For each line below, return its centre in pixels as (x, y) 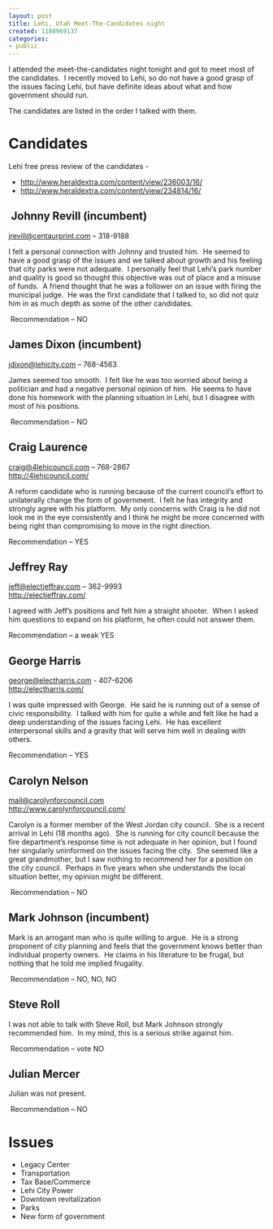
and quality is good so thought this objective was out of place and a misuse (135, 277)
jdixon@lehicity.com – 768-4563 (63, 364)
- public (23, 46)
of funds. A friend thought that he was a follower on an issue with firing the (135, 286)
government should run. (49, 95)
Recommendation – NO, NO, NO (63, 979)
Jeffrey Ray (38, 567)
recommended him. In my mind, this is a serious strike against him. (121, 1032)
